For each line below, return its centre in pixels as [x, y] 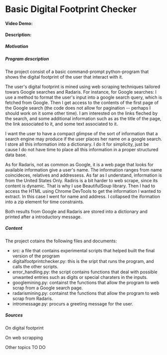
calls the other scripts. [35, 266]
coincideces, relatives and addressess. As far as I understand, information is [83, 175]
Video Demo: [19, 23]
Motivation [17, 46]
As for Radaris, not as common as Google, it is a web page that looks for [79, 164]
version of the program [36, 256]
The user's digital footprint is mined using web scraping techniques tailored [83, 87]
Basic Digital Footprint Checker [71, 9]
